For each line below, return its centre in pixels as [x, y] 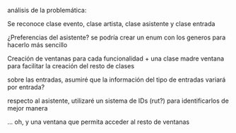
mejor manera [28, 108]
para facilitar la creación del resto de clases [71, 66]
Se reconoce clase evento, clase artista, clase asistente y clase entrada [111, 24]
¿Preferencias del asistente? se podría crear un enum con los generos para [117, 37]
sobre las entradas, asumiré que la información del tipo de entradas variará [117, 80]
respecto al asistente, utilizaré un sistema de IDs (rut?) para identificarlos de [118, 101]
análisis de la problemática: [47, 10]
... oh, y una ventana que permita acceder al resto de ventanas [98, 122]
